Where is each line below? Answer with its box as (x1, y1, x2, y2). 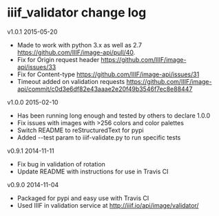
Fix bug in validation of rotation (17, 160, 105, 168)
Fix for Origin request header (17, 55, 100, 63)
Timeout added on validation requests (17, 77, 125, 85)
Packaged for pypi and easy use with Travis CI (17, 194, 149, 202)
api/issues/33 (17, 63, 56, 71)
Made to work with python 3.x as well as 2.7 (17, 41, 143, 49)
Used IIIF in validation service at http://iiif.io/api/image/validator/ (17, 201, 199, 209)
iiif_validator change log (7, 5, 147, 21)
